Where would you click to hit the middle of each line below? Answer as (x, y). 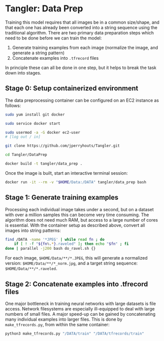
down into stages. (23, 73)
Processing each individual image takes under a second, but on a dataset (80, 209)
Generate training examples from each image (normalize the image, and (85, 47)
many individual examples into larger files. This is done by (64, 319)
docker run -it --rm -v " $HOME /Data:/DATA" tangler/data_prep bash (76, 182)
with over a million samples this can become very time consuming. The (77, 215)
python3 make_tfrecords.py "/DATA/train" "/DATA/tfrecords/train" (75, 334)
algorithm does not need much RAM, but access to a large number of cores (82, 220)
